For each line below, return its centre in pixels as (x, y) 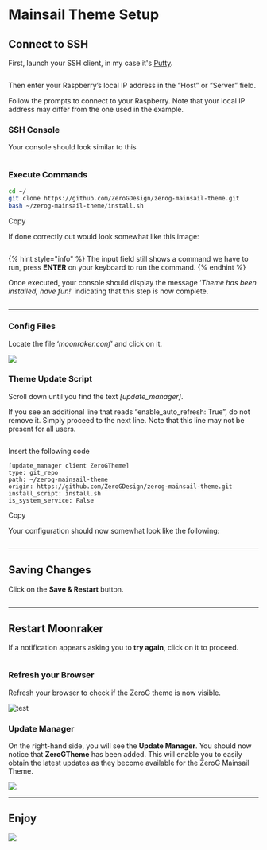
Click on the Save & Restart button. (66, 589)
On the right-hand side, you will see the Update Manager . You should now (130, 746)
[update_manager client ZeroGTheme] (69, 466)
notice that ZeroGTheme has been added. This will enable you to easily (125, 755)
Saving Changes (50, 570)
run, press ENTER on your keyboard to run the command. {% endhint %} (127, 267)
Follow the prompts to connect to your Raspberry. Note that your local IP (127, 101)
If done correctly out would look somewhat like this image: (104, 237)
